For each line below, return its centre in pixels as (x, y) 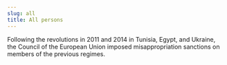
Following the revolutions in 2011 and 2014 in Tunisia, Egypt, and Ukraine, (111, 39)
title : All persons (35, 20)
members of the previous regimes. (56, 54)
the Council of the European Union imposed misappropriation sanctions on (113, 47)
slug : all (21, 13)
